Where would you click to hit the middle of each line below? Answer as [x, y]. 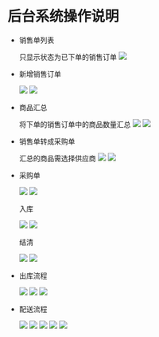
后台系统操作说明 [64, 16]
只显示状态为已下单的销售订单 [68, 57]
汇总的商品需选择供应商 [57, 158]
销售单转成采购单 [47, 141]
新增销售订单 [40, 73]
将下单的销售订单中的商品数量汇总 [75, 124]
